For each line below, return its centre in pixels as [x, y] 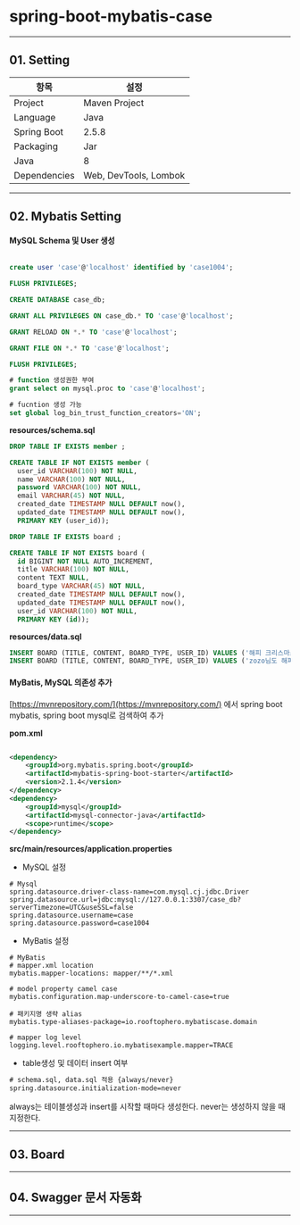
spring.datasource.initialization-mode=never [95, 1088]
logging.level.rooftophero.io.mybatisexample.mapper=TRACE [121, 1046]
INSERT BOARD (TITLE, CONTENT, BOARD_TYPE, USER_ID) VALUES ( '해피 [135, 653]
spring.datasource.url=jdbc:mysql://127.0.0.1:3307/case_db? [125, 900]
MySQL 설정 [44, 867]
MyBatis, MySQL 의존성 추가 [61, 682]
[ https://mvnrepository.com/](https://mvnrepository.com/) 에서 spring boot [146, 704]
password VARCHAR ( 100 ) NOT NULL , [79, 487]
